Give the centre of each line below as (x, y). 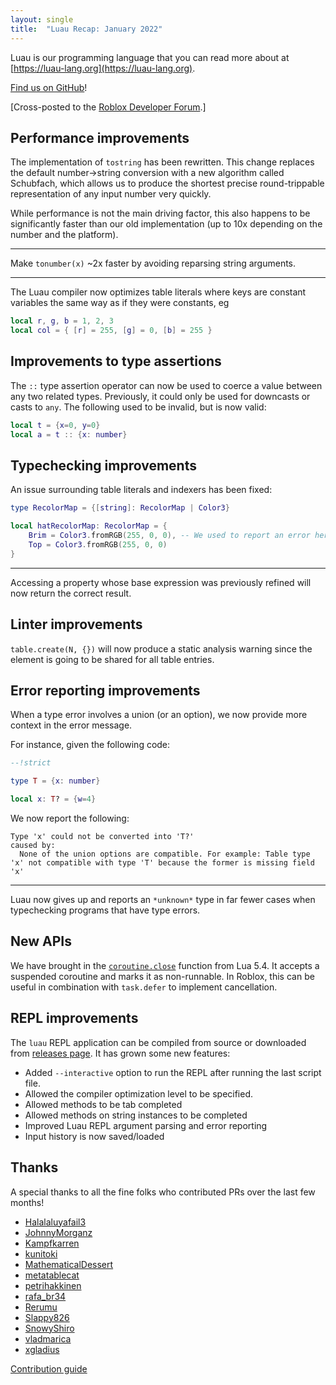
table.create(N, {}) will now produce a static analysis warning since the (161, 648)
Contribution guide (49, 1368)
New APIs (41, 941)
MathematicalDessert (69, 1264)
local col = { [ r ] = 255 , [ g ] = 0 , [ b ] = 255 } (111, 331)
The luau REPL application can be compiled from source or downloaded (158, 1042)
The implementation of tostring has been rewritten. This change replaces (162, 162)
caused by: (33, 846)
